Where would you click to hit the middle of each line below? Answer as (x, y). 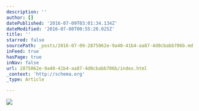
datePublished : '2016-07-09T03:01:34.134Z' (62, 23)
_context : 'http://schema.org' (46, 74)
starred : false (25, 40)
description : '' (27, 12)
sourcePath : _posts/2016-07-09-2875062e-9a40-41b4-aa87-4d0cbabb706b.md (100, 46)
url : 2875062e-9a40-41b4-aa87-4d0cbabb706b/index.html (77, 68)
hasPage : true (24, 57)
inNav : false (23, 62)
